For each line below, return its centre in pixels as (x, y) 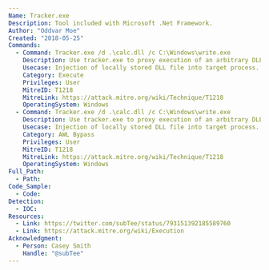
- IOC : (26, 208)
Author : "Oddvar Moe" (44, 30)
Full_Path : (26, 172)
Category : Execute (53, 75)
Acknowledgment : (35, 239)
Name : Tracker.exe (39, 16)
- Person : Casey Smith (53, 246)
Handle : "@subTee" (53, 253)
